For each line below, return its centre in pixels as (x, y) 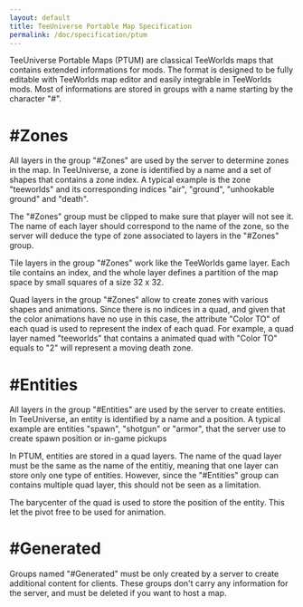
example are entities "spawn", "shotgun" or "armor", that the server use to (148, 429)
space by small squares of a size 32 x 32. (87, 283)
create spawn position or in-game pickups (88, 438)
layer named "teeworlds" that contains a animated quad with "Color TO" (143, 338)
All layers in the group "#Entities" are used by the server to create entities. (148, 409)
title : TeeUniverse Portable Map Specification (101, 26)
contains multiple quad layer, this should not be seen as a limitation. (135, 485)
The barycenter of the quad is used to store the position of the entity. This (147, 503)
